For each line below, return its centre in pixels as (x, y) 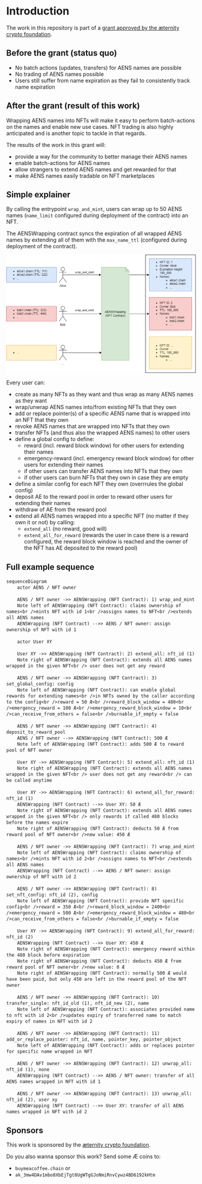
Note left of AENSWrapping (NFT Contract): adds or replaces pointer (106, 1046)
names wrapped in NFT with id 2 (47, 1112)
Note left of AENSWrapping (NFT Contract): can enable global (96, 690)
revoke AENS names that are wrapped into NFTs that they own (92, 427)
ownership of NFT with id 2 (41, 877)
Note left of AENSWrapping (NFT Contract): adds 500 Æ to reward (101, 744)
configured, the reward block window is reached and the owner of (106, 542)
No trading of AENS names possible (59, 74)
